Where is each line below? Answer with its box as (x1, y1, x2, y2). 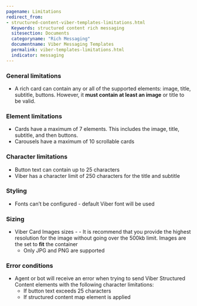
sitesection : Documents (11, 31, 69, 36)
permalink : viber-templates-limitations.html (11, 47, 125, 53)
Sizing (6, 215, 25, 223)
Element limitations (6, 112, 63, 120)
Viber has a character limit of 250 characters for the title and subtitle (14, 172, 181, 179)
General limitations (6, 72, 62, 80)
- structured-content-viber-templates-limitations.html (6, 19, 145, 25)
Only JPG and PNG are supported (23, 247, 105, 254)
